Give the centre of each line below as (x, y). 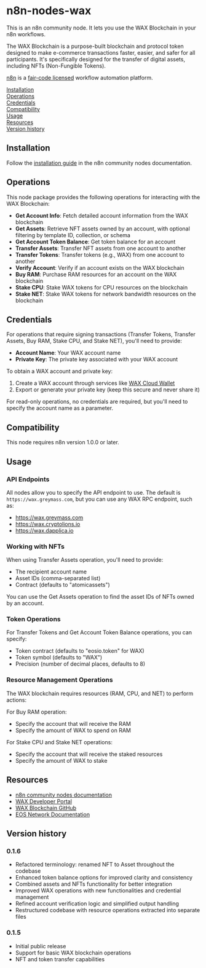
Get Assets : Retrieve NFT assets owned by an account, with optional (103, 229)
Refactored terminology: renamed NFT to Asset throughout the (95, 865)
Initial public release (41, 946)
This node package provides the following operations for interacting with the (103, 197)
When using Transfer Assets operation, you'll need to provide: (85, 560)
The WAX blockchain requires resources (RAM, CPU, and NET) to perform (100, 693)
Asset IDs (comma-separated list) (58, 578)
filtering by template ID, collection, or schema (73, 235)
